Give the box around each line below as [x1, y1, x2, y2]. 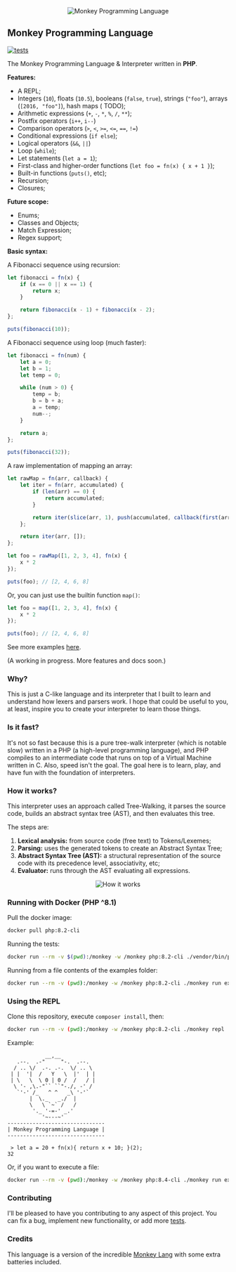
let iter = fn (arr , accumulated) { [20, 481, 124, 489]
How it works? [7, 786, 58, 796]
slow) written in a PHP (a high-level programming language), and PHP [7, 746, 209, 754]
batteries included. [7, 1257, 62, 1266]
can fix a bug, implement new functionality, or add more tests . [7, 1216, 187, 1225]
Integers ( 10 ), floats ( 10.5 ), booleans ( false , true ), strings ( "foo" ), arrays [17, 94, 228, 103]
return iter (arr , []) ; [20, 533, 86, 540]
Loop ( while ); [17, 146, 57, 155]
